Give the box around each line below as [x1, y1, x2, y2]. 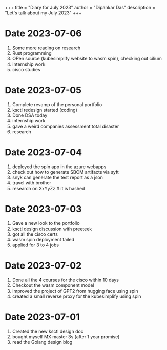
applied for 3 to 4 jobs [12, 242, 59, 248]
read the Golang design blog [12, 339, 73, 345]
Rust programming [12, 50, 52, 56]
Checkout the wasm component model [12, 282, 94, 289]
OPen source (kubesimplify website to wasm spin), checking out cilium [12, 55, 162, 61]
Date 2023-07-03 [5, 203, 82, 215]
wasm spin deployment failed [12, 236, 75, 242]
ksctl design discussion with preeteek [12, 225, 92, 232]
